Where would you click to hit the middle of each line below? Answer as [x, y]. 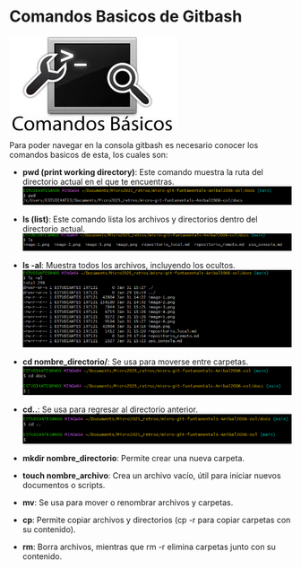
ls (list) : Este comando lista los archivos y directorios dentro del [140, 219]
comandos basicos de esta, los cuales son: [89, 154]
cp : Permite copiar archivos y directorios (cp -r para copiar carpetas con [156, 520]
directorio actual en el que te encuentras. [98, 181]
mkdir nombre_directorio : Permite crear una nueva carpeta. [133, 459]
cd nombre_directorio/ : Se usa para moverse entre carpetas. [135, 362]
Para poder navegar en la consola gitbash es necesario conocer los [134, 144]
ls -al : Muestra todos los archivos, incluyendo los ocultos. [129, 266]
